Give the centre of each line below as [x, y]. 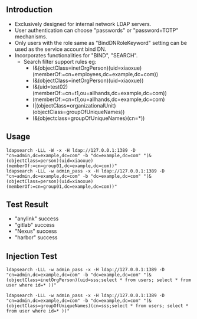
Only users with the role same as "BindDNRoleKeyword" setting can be [101, 43]
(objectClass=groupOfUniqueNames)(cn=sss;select [67, 306]
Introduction [29, 10]
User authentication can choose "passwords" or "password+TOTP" [96, 30]
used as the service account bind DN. [60, 49]
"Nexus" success [36, 231]
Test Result [27, 205]
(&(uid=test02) [50, 87]
